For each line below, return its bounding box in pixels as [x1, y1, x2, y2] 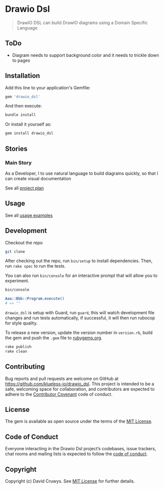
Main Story [5, 159, 32, 166]
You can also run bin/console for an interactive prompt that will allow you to [5, 272, 158, 278]
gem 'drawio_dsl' [5, 94, 41, 99]
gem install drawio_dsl [5, 131, 54, 136]
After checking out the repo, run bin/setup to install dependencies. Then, [5, 258, 153, 264]
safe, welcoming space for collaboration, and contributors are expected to [5, 386, 155, 392]
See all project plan [5, 185, 44, 191]
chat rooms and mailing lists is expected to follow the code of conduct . [5, 451, 148, 457]
